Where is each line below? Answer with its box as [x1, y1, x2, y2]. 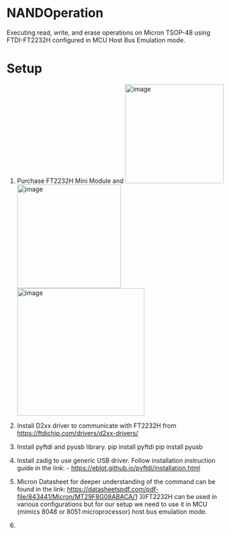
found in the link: [16, 485, 66, 493]
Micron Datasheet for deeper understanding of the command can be [16, 477, 216, 486]
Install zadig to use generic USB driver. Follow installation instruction [16, 456, 216, 464]
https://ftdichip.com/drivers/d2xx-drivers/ [16, 428, 139, 437]
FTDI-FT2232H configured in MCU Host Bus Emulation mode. [6, 35, 186, 44]
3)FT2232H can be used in [139, 492, 218, 500]
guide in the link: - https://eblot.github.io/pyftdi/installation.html [16, 464, 201, 472]
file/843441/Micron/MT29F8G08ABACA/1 [16, 492, 138, 500]
